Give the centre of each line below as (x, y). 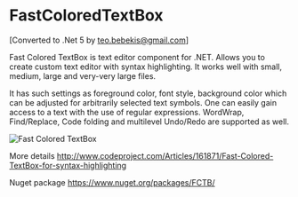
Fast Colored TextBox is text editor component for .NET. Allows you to (137, 57)
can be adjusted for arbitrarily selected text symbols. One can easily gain (143, 102)
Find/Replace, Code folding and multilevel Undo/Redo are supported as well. (149, 122)
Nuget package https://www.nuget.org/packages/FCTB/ (112, 182)
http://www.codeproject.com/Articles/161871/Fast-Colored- (165, 155)
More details (32, 155)
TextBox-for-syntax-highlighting (68, 165)
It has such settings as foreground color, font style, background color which (148, 93)
